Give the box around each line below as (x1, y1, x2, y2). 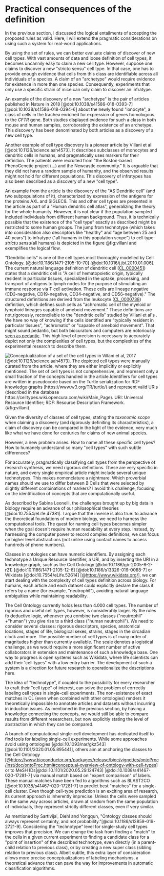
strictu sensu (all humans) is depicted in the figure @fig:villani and (5, 240, 137, 246)
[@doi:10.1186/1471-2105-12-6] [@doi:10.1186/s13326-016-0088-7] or (14, 567, 153, 573)
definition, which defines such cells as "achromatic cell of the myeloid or (5, 301, 151, 307)
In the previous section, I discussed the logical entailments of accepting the (5, 30, 157, 36)
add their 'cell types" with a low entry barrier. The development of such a (5, 659, 152, 665)
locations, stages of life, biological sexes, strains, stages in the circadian (5, 628, 150, 634)
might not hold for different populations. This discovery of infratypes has (5, 173, 151, 179)
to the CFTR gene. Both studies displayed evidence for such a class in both (5, 117, 156, 123)
